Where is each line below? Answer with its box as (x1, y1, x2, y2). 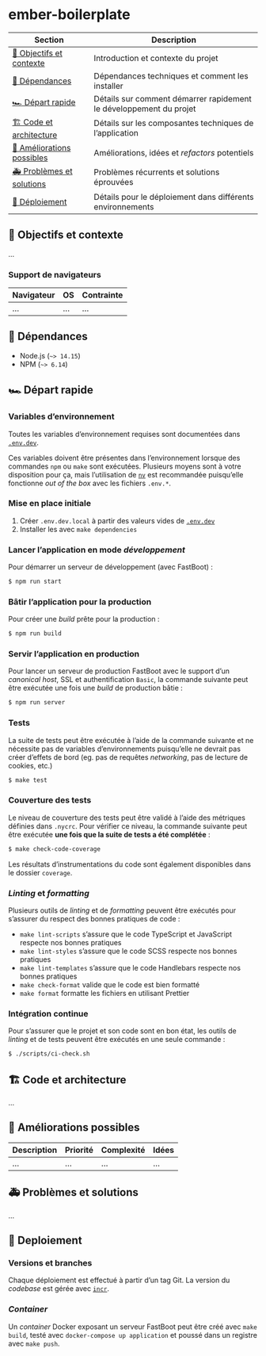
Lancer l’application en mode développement (8, 544, 186, 555)
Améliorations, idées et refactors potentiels (93, 147, 254, 158)
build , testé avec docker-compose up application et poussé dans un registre (8, 1330, 257, 1339)
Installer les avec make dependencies (19, 524, 137, 534)
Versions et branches (8, 1257, 93, 1268)
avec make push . (8, 1339, 60, 1348)
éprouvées (93, 177, 134, 188)
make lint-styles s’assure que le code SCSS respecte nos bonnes (19, 946, 237, 956)
